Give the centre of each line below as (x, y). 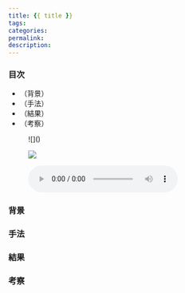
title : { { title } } (41, 16)
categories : (28, 30)
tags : (17, 23)
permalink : (26, 38)
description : (30, 46)
